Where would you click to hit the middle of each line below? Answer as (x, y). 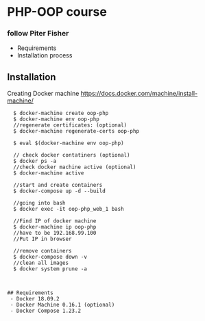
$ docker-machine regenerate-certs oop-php (76, 131)
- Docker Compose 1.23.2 (45, 311)
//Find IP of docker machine (55, 221)
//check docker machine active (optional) (75, 167)
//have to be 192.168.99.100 (55, 233)
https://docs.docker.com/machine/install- (139, 94)
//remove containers (43, 251)
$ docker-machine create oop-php (61, 114)
